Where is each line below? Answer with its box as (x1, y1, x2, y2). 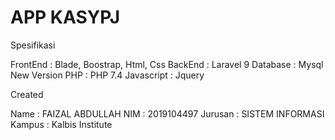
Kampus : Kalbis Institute (10, 118, 113, 130)
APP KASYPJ (10, 6, 121, 29)
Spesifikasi (10, 39, 56, 51)
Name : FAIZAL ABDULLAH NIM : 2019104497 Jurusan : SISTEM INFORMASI (10, 107, 325, 120)
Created (10, 88, 44, 100)
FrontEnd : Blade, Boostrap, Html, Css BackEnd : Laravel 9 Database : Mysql (10, 58, 324, 70)
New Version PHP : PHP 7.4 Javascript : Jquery (10, 69, 205, 81)
